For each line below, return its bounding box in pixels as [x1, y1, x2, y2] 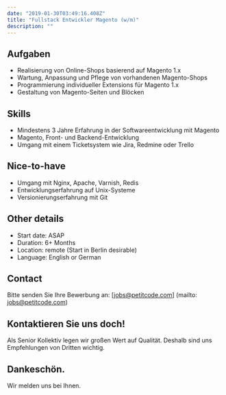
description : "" [7, 23, 53, 29]
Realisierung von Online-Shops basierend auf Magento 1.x [16, 66, 181, 75]
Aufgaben [7, 48, 51, 60]
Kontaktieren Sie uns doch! [7, 318, 125, 329]
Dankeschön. [7, 364, 65, 375]
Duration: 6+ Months [16, 238, 76, 246]
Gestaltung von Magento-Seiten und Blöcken [16, 88, 145, 97]
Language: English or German [16, 253, 101, 261]
